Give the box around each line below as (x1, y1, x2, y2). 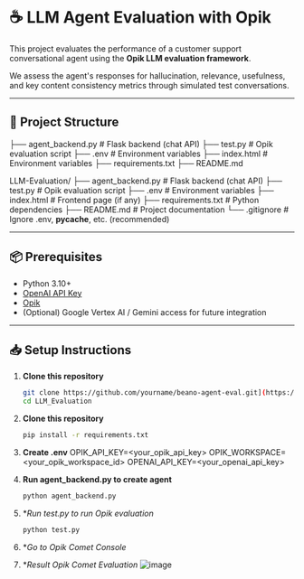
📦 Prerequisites (9, 249, 103, 265)
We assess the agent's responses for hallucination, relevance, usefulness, (9, 70, 286, 81)
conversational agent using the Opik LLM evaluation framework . (9, 52, 252, 63)
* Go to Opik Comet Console (22, 541, 127, 552)
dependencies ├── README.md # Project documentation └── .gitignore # (9, 204, 290, 215)
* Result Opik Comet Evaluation (22, 559, 138, 570)
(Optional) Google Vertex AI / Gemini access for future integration (22, 306, 267, 317)
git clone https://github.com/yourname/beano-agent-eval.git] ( (22, 388, 267, 397)
